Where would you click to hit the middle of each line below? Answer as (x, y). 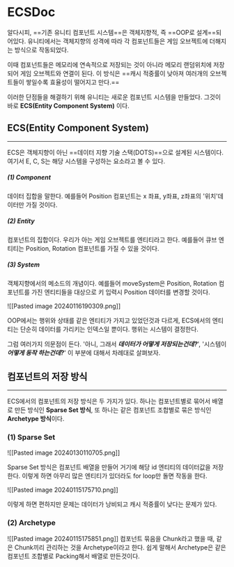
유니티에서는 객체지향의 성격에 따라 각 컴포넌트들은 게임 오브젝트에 (118, 41)
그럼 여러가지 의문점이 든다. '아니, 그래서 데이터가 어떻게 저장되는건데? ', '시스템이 (117, 344)
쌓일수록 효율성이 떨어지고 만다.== (72, 82)
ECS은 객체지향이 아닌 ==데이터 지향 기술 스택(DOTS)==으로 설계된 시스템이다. (116, 152)
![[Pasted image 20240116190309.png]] (64, 306)
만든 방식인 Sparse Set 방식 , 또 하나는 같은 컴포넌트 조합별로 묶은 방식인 (113, 410)
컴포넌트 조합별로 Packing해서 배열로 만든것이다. (74, 557)
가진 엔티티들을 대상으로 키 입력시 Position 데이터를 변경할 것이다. (120, 292)
